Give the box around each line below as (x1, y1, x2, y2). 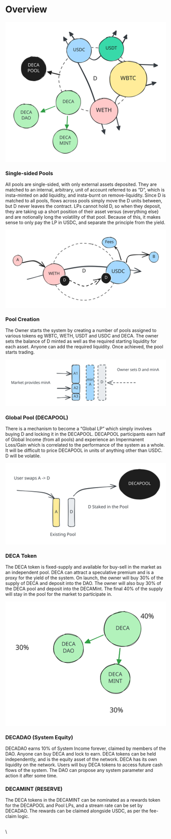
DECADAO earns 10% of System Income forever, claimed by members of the (5, 745, 166, 751)
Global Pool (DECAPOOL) (5, 414, 68, 421)
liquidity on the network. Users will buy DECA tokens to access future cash (5, 762, 163, 768)
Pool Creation (5, 316, 40, 323)
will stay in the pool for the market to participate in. (5, 591, 112, 597)
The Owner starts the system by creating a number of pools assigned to (5, 327, 157, 333)
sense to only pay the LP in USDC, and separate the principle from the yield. (5, 219, 165, 226)
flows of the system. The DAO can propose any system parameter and (5, 767, 153, 773)
